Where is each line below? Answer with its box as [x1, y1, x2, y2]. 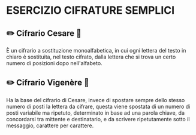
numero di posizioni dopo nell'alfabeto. [6, 60, 103, 66]
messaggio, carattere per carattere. [6, 122, 94, 129]
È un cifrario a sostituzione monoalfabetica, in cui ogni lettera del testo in [6, 47, 186, 54]
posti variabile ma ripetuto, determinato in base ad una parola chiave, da [6, 109, 185, 116]
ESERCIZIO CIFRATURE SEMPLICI [6, 4, 175, 17]
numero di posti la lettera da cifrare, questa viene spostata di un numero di [6, 103, 191, 110]
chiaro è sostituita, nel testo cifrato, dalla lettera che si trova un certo [6, 53, 176, 60]
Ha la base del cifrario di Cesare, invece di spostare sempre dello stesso [6, 96, 185, 103]
